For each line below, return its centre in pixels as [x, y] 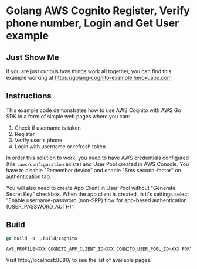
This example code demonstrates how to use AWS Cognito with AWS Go [94, 110]
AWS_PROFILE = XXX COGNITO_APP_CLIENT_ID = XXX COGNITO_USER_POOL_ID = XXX [93, 249]
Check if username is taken [47, 128]
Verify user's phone [38, 140]
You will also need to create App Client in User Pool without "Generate [91, 188]
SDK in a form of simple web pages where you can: [68, 116]
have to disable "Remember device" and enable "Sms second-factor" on [94, 170]
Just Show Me [33, 57]
